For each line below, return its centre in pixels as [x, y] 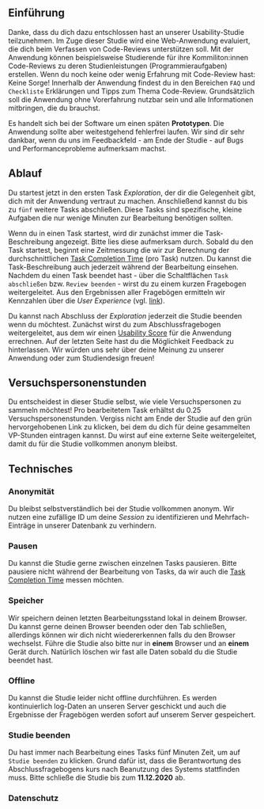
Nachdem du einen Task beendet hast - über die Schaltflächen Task [119, 275]
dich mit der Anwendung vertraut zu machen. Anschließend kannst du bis [128, 200]
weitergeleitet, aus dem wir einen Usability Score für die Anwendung [120, 333]
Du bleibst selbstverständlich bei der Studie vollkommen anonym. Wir [121, 509]
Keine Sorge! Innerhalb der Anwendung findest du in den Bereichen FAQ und [132, 82]
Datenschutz [34, 798]
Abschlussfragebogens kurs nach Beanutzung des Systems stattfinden [124, 769]
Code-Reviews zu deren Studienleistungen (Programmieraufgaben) [118, 66]
